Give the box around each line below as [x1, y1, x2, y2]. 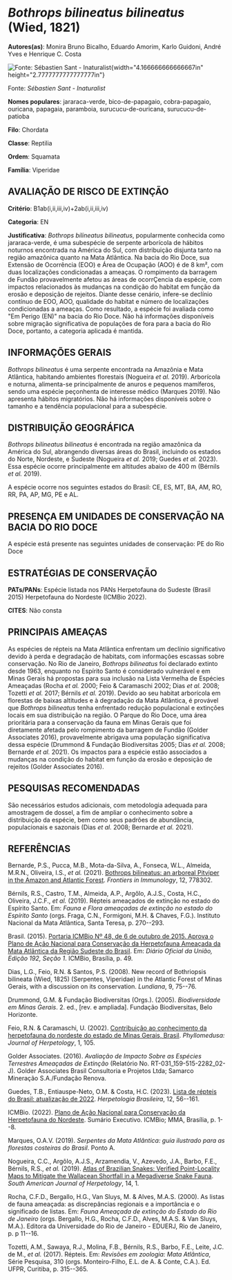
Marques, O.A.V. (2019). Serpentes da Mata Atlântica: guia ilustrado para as [8, 1137, 225, 1145]
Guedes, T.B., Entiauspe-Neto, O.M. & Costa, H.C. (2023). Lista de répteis [8, 1088, 217, 1096]
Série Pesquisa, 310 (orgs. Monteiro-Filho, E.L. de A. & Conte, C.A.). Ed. [8, 1258, 211, 1266]
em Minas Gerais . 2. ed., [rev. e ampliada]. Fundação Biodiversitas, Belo [8, 1003, 213, 1011]
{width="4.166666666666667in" [110, 63, 204, 71]
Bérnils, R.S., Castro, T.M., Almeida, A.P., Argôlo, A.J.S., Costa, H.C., [8, 890, 202, 898]
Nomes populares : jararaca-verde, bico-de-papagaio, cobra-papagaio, [8, 97, 211, 105]
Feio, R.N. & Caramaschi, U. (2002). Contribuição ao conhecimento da [8, 1024, 207, 1032]
